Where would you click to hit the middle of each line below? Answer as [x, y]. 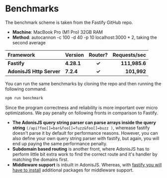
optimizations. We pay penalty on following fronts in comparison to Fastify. [82, 113]
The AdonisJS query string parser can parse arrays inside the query [84, 122]
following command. [26, 89]
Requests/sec [129, 55]
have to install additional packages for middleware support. [73, 170]
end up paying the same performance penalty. [60, 143]
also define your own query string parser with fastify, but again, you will [86, 138]
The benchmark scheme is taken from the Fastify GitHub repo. [69, 22]
